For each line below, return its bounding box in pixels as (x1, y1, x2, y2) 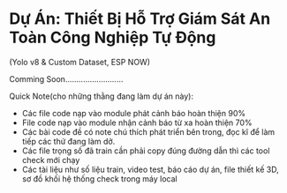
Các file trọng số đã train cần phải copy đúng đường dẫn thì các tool (21, 145, 270, 156)
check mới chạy (21, 154, 80, 165)
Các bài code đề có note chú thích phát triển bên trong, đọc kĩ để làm (21, 126, 276, 137)
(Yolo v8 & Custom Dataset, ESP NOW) (9, 56, 151, 67)
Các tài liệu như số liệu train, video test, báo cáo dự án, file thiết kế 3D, (21, 164, 280, 174)
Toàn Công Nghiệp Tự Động (9, 27, 216, 48)
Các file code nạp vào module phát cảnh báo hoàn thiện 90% (21, 108, 245, 118)
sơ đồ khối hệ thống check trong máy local (21, 173, 178, 184)
